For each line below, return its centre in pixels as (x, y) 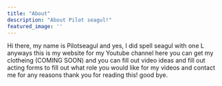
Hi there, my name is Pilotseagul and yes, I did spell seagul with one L (106, 46)
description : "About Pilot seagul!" (59, 20)
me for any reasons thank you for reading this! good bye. (88, 75)
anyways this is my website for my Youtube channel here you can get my (110, 53)
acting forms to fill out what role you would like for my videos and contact (111, 68)
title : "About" (29, 13)
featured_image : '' (35, 26)
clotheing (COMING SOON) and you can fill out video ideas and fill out (106, 61)
